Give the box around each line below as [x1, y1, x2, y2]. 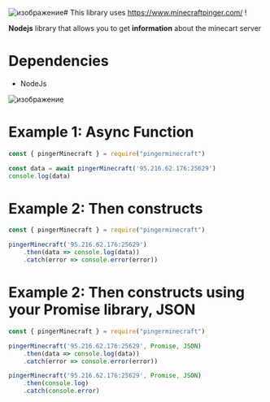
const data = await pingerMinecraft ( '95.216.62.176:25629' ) [8, 164, 217, 172]
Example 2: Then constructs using [8, 283, 246, 302]
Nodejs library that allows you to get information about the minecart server [8, 24, 262, 32]
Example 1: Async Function [8, 123, 194, 141]
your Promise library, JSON [8, 300, 196, 319]
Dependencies [8, 52, 109, 71]
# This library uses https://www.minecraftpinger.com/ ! [63, 8, 247, 17]
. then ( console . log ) [23, 379, 89, 387]
